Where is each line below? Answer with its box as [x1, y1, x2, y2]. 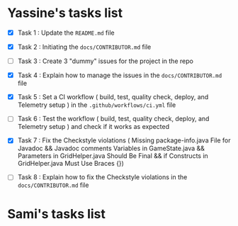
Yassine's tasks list [7, 5, 123, 21]
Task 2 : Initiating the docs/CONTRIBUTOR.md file [17, 43, 152, 51]
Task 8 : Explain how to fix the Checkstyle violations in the [17, 173, 188, 181]
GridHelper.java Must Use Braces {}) [17, 159, 124, 168]
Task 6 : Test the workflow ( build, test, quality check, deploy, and [17, 115, 210, 123]
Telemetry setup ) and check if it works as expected [17, 123, 170, 131]
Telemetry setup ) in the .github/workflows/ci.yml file [17, 101, 176, 109]
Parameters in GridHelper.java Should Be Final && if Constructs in [17, 152, 209, 160]
